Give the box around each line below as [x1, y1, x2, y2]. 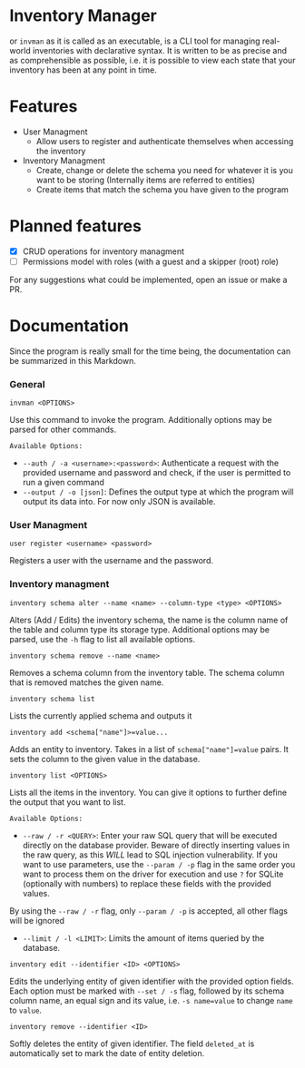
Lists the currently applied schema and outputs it [9, 710, 192, 721]
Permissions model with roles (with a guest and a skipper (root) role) [22, 256, 280, 267]
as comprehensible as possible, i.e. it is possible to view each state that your [9, 54, 296, 65]
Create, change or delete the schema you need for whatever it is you [35, 164, 293, 175]
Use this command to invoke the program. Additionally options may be [9, 415, 272, 426]
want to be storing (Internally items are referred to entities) [35, 174, 256, 185]
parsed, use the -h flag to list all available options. [9, 633, 195, 644]
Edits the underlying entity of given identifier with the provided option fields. [9, 975, 294, 986]
